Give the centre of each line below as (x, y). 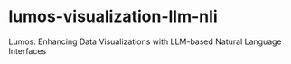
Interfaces (28, 50)
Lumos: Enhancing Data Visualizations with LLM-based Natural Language (145, 41)
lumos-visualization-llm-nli (113, 17)
